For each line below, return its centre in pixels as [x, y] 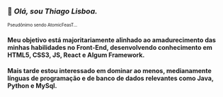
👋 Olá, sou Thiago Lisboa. [52, 11]
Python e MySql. [32, 86]
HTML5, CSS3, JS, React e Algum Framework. [76, 55]
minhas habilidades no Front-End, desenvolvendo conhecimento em [110, 47]
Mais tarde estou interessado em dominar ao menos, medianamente [110, 71]
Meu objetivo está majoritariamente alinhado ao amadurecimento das [111, 40]
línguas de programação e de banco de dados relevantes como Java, [110, 78]
